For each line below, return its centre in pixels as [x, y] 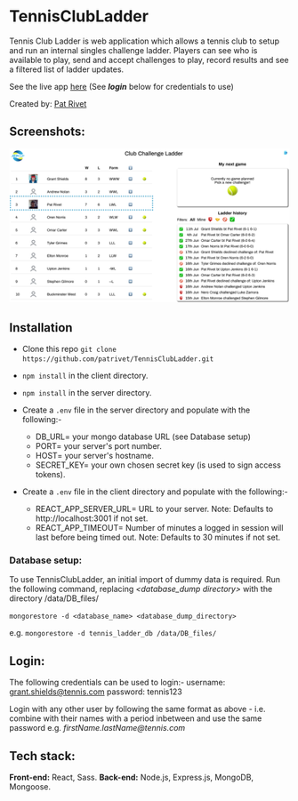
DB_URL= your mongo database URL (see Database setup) [143, 437]
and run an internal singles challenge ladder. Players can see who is [133, 50]
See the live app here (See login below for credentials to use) [121, 86]
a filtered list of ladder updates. [67, 69]
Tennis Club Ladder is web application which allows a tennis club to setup [145, 41]
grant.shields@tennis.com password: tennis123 [96, 692]
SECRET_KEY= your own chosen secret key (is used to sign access [158, 465]
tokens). [50, 475]
